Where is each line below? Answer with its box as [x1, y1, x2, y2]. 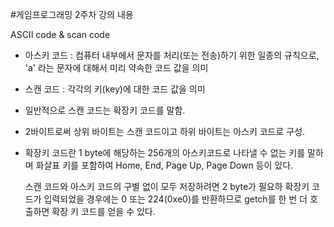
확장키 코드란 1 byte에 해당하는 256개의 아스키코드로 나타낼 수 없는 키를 [24, 147, 306, 158]
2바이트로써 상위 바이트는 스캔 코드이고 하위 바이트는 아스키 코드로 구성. [24, 126, 306, 137]
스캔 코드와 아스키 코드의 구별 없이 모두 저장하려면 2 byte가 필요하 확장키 [24, 181, 310, 192]
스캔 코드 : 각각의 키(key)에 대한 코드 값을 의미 [24, 83, 206, 95]
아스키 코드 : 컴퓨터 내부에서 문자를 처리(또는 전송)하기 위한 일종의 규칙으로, [24, 49, 320, 61]
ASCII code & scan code [10, 29, 111, 40]
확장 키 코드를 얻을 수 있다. [51, 206, 156, 217]
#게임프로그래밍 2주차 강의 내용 [10, 9, 134, 20]
